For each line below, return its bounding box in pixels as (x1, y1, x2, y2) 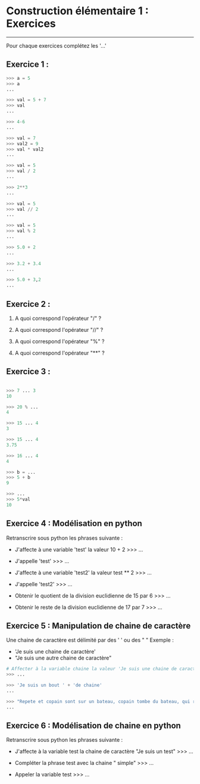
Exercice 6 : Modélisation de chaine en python (6, 721, 182, 731)
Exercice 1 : (6, 60, 49, 70)
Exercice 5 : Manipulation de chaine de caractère (6, 621, 191, 631)
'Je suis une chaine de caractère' (14, 648, 96, 655)
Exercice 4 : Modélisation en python (6, 518, 143, 528)
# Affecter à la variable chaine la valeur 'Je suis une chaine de (6, 666, 177, 672)
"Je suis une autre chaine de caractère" (14, 654, 112, 662)
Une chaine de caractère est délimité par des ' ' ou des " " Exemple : (6, 636, 174, 644)
